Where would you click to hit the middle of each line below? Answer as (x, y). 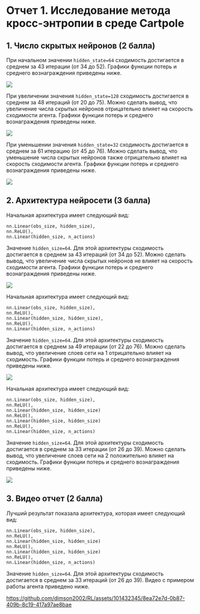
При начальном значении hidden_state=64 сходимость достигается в (95, 60)
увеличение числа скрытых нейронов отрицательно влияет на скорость (100, 109)
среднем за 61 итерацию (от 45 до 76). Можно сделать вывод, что (92, 151)
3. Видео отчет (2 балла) (55, 499)
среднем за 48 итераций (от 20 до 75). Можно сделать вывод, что (92, 102)
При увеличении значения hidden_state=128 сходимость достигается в (98, 96)
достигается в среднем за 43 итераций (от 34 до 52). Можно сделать (96, 254)
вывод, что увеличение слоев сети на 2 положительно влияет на (90, 455)
